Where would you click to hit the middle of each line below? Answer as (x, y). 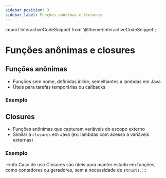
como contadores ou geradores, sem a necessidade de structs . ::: (76, 170)
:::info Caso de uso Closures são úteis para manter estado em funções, (80, 164)
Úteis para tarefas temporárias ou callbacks (59, 87)
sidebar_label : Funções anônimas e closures (54, 15)
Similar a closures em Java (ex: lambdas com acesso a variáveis (81, 134)
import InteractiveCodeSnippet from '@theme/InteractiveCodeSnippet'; (81, 29)
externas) (23, 140)
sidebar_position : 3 (27, 10)
